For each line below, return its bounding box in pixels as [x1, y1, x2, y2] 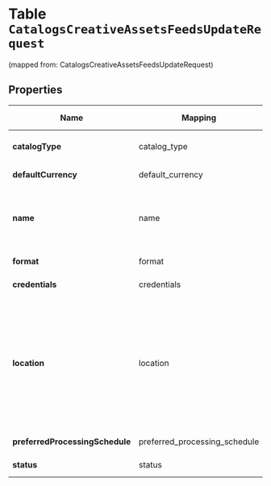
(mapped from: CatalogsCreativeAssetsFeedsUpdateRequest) [8, 60, 214, 69]
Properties [8, 83, 63, 97]
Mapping [181, 112, 217, 123]
